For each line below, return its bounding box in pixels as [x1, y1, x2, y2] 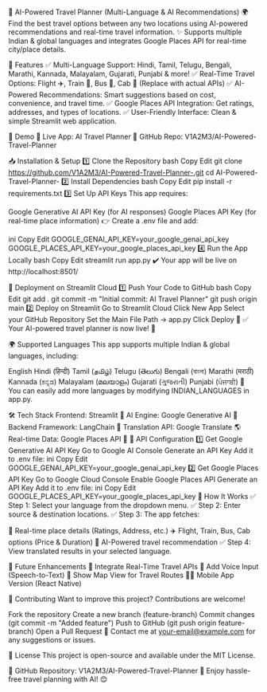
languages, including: [8, 351, 79, 360]
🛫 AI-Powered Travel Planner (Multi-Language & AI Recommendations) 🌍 [8, 7, 249, 17]
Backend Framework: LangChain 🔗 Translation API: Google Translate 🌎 [8, 423, 242, 431]
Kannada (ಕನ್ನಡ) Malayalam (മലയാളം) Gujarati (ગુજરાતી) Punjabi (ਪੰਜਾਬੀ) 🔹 [8, 377, 245, 386]
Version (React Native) [8, 579, 82, 588]
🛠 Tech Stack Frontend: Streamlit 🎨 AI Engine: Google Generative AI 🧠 [8, 411, 238, 419]
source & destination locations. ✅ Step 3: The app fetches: [8, 509, 200, 519]
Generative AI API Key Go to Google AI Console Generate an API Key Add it [8, 446, 253, 455]
